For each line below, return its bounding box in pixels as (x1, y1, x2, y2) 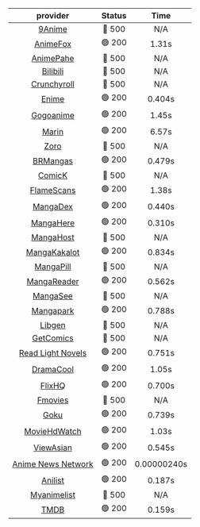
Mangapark (31, 305, 75, 316)
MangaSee (33, 290, 73, 301)
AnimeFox (34, 38, 71, 49)
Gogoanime (31, 110, 75, 121)
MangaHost (31, 232, 75, 243)
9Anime (38, 24, 67, 34)
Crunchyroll (31, 79, 75, 90)
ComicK (38, 170, 68, 181)
